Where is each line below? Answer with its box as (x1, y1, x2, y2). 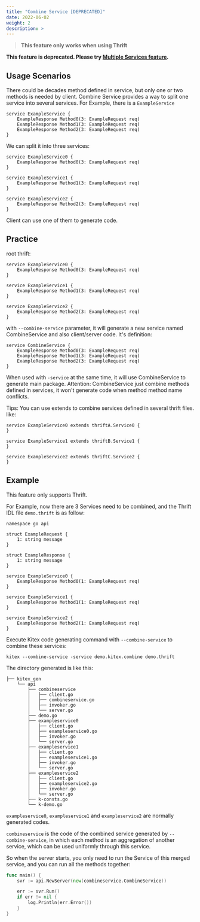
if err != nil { (17, 894, 58, 900)
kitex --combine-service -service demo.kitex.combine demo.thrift (6, 653, 175, 660)
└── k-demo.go (27, 801, 63, 808)
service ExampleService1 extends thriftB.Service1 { (6, 438, 140, 444)
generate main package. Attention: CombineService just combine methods (6, 380, 190, 387)
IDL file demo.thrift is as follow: (6, 509, 85, 516)
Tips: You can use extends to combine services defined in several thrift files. (6, 404, 195, 412)
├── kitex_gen (6, 675, 42, 682)
